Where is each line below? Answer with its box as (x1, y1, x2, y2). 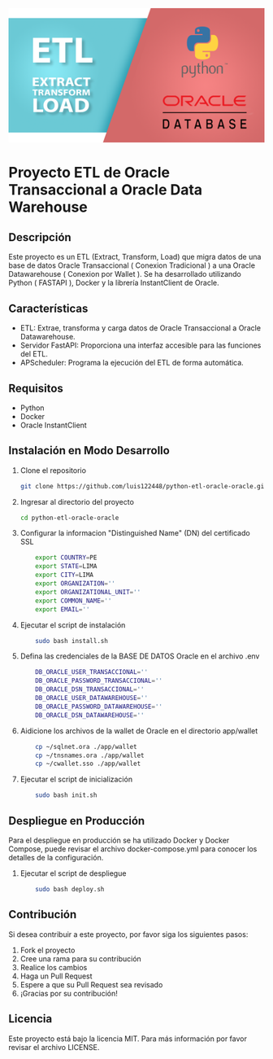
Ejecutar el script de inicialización (19, 774, 132, 785)
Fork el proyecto (19, 945, 76, 955)
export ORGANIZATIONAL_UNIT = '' (35, 588, 141, 596)
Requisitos (8, 381, 63, 395)
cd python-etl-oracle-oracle (19, 514, 119, 522)
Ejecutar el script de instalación (19, 619, 126, 630)
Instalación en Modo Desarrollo (8, 444, 171, 457)
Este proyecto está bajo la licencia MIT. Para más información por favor (8, 1034, 248, 1044)
